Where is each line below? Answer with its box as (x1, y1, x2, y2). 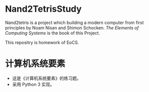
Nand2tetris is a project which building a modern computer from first (5, 20, 144, 25)
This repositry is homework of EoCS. (5, 39, 79, 45)
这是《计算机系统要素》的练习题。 (12, 75, 81, 81)
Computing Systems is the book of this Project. (5, 30, 100, 36)
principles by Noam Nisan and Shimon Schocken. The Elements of (5, 24, 139, 30)
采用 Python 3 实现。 (12, 81, 55, 87)
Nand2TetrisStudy (5, 3, 82, 15)
